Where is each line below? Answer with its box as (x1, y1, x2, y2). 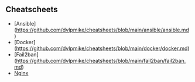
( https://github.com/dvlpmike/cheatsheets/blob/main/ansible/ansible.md (13, 26, 190, 33)
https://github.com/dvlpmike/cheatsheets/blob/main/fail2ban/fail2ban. (16, 57, 186, 64)
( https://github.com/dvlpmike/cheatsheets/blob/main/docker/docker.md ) (13, 45, 190, 52)
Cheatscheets (5, 5, 58, 15)
